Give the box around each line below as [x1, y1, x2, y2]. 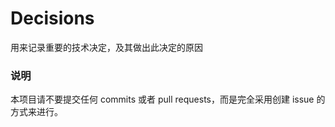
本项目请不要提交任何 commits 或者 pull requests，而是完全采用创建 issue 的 [10, 93, 326, 106]
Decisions [10, 7, 95, 30]
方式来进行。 [10, 106, 63, 118]
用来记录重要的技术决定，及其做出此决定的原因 [10, 41, 203, 53]
